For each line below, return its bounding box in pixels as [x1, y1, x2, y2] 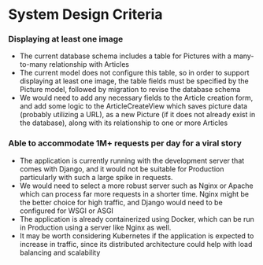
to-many [19, 60, 48, 69]
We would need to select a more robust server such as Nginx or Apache [19, 181, 254, 190]
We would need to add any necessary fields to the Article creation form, [19, 93, 254, 103]
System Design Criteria [8, 6, 163, 24]
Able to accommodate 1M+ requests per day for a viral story [8, 138, 243, 149]
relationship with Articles [49, 60, 130, 69]
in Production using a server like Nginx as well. [19, 223, 172, 232]
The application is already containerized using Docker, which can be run [19, 214, 254, 223]
